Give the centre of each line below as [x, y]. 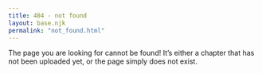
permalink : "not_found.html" [57, 30]
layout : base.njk [37, 23]
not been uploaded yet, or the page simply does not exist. [103, 61]
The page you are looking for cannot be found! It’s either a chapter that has [131, 53]
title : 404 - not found [48, 16]
